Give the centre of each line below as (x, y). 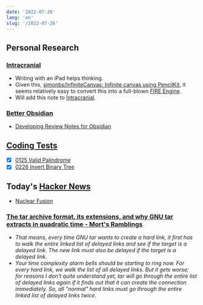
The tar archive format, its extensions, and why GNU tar (90, 217)
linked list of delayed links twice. (56, 295)
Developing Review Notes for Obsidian (63, 126)
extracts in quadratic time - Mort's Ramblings (75, 224)
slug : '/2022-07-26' (32, 23)
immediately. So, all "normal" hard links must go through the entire (98, 289)
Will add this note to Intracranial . (55, 98)
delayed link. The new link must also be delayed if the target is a (95, 250)
